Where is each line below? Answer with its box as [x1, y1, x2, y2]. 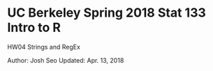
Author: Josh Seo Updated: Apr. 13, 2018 [7, 56, 124, 64]
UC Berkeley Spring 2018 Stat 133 [7, 5, 206, 21]
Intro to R [7, 19, 61, 35]
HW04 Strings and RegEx [7, 42, 80, 51]
